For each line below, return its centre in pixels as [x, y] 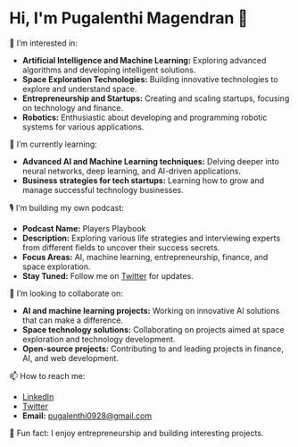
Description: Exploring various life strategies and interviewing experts [151, 238]
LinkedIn [38, 396]
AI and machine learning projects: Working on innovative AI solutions [151, 310]
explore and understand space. [79, 89]
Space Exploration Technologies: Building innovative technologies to [150, 79]
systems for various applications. [83, 127]
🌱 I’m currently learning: [54, 144]
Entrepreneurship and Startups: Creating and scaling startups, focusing [156, 98]
